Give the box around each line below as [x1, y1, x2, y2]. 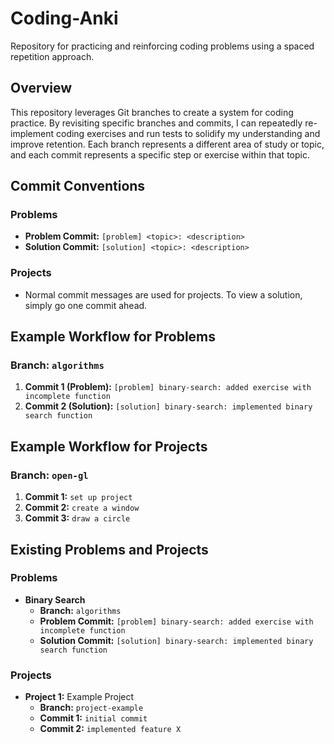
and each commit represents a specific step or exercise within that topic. [10, 148, 310, 161]
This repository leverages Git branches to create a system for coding [10, 106, 294, 118]
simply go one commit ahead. [24, 299, 148, 311]
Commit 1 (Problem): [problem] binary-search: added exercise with [24, 381, 312, 393]
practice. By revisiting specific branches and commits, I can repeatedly [10, 117, 303, 129]
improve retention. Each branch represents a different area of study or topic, [10, 138, 325, 150]
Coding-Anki [10, 7, 119, 30]
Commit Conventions [10, 178, 146, 195]
